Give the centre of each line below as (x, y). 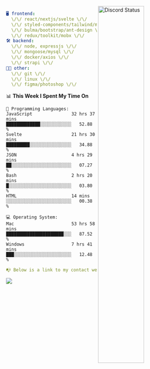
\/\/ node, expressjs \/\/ (44, 46)
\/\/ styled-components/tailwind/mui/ (59, 25)
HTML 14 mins (48, 196)
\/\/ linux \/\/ (31, 79)
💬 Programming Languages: (37, 109)
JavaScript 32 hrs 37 (50, 114)
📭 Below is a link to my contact (48, 270)
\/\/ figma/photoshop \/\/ (44, 84)
